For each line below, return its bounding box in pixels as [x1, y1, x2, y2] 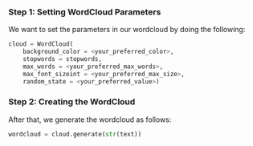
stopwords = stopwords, [22, 55, 103, 63]
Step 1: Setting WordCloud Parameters [8, 6, 161, 18]
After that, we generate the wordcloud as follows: [8, 115, 172, 124]
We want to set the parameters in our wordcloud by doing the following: [8, 25, 246, 34]
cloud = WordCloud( [8, 40, 74, 48]
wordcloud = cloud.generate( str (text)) [8, 130, 142, 138]
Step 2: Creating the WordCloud [8, 96, 136, 107]
